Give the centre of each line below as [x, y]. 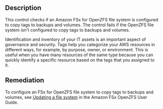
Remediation [25, 80]
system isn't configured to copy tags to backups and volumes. [68, 30]
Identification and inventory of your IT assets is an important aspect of [75, 39]
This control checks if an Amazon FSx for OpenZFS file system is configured [81, 19]
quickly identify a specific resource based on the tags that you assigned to [80, 60]
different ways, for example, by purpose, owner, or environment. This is [77, 49]
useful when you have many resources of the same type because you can [79, 55]
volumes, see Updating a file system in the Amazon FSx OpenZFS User [76, 97]
